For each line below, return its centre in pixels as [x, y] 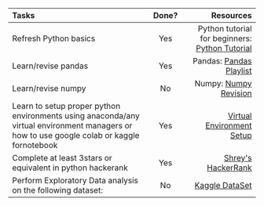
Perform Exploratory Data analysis [75, 181]
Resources [231, 15]
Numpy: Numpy [223, 83]
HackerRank [229, 168]
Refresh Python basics [54, 38]
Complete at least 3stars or [62, 158]
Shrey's [238, 158]
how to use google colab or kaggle [76, 135]
